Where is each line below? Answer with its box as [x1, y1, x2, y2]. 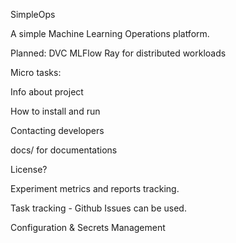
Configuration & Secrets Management [10, 222, 166, 233]
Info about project [10, 86, 84, 98]
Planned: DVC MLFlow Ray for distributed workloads [10, 47, 227, 59]
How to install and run [10, 105, 101, 117]
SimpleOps [10, 9, 56, 20]
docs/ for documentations [10, 144, 118, 156]
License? [10, 164, 48, 175]
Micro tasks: [10, 67, 62, 78]
